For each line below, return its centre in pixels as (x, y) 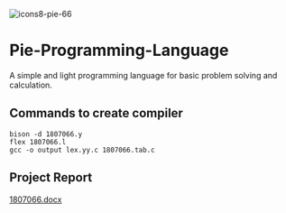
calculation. (31, 85)
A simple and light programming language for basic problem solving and (143, 75)
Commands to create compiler (96, 113)
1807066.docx (36, 199)
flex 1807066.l (38, 142)
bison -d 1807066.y (46, 134)
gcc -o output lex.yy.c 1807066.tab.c (82, 150)
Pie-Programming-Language (119, 51)
